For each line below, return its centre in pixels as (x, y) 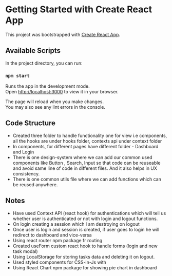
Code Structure (30, 123)
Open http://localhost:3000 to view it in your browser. (62, 92)
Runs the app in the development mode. (47, 86)
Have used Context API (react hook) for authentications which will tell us (89, 213)
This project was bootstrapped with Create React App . (63, 34)
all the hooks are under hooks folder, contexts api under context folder (87, 141)
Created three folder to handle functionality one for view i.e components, (90, 135)
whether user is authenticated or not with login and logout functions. (85, 219)
